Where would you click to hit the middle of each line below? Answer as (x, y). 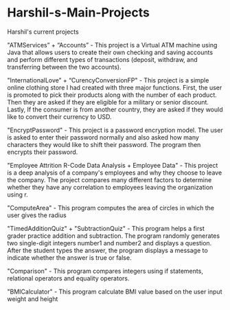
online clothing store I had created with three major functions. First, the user (115, 87)
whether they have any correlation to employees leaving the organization (110, 187)
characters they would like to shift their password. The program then (104, 144)
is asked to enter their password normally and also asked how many (103, 137)
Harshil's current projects (43, 32)
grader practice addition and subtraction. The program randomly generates (114, 236)
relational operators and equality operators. (68, 278)
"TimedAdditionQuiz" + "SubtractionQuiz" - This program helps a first (106, 228)
